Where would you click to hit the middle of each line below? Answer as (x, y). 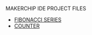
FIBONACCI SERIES (38, 20)
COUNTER (27, 26)
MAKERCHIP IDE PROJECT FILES (46, 8)
